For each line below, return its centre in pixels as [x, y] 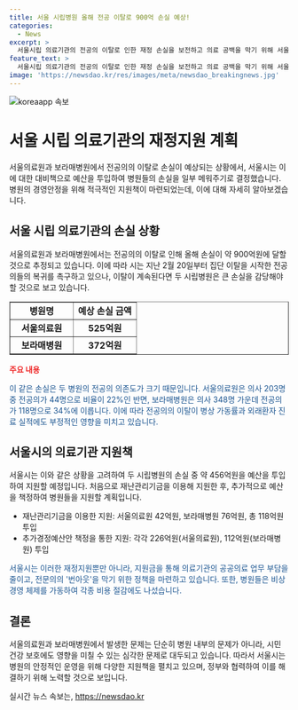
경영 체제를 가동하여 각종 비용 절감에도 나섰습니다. [96, 590]
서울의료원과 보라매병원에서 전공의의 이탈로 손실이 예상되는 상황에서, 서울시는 [143, 167]
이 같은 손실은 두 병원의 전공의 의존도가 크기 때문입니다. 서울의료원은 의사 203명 [148, 388]
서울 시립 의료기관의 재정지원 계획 [124, 141]
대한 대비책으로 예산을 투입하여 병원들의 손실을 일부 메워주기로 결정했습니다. [150, 177]
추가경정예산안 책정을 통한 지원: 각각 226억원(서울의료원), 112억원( [137, 539]
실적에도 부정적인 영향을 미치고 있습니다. [88, 422]
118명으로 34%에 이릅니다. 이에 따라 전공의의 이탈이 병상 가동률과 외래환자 [147, 410]
